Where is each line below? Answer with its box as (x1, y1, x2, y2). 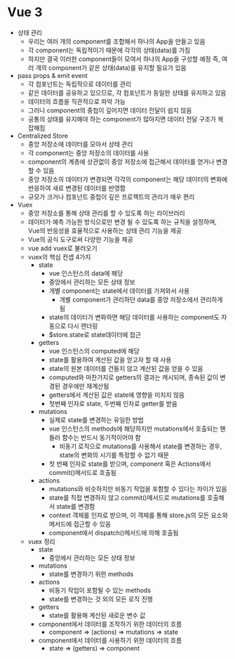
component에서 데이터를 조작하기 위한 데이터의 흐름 (38, 620, 182, 628)
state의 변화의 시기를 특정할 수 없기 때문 (59, 450, 170, 459)
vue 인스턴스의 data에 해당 (48, 268, 123, 278)
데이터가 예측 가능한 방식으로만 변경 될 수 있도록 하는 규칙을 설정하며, (27, 217, 217, 226)
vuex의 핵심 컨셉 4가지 (27, 252, 91, 261)
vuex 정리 (27, 537, 55, 545)
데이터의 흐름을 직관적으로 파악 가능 (27, 97, 126, 105)
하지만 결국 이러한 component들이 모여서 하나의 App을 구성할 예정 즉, (27, 54, 221, 63)
